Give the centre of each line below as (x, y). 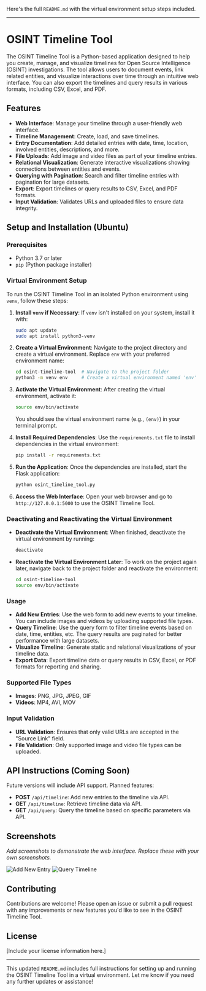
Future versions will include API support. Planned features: (80, 785)
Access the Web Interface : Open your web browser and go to (94, 496)
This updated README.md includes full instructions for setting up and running (101, 968)
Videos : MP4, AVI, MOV (45, 702)
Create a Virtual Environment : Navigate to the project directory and (101, 348)
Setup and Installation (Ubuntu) (67, 228)
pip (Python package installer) (53, 265)
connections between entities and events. (68, 169)
